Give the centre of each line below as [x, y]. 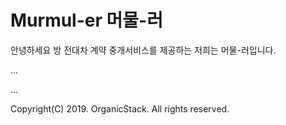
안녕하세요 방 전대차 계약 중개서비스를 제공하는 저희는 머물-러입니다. [143, 50]
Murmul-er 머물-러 [86, 20]
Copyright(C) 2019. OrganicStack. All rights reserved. [120, 108]
